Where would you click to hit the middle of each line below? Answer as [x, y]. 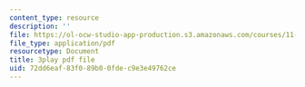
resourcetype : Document [54, 52]
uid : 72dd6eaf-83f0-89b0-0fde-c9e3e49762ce [93, 69]
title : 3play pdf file [52, 60]
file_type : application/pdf [63, 43]
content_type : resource [54, 18]
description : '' [40, 26]
